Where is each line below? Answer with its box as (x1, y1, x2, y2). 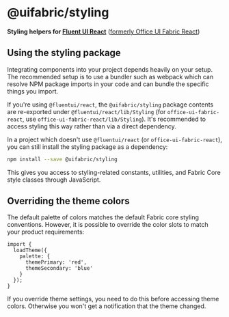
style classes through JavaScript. (7, 176, 101, 184)
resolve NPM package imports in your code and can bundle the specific (7, 80, 210, 88)
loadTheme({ (13, 247, 48, 254)
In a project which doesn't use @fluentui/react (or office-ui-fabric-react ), (7, 135, 222, 143)
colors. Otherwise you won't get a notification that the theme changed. (7, 302, 206, 310)
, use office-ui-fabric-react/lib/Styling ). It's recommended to (22, 115, 206, 123)
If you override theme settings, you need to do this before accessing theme (7, 295, 219, 303)
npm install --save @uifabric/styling (7, 156, 118, 163)
